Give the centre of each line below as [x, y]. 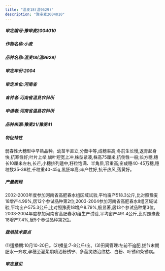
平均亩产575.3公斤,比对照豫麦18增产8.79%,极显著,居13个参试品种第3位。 [84, 207]
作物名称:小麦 [19, 44]
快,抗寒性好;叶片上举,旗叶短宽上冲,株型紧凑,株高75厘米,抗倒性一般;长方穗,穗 [82, 157]
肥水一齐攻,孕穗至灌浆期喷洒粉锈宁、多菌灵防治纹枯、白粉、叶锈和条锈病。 [81, 252]
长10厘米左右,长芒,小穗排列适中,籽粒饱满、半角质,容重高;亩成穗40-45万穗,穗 [82, 163]
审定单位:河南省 [21, 84]
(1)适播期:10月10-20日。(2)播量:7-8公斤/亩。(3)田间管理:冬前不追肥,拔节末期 [82, 245]
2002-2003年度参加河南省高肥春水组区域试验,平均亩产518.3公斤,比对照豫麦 [82, 195]
